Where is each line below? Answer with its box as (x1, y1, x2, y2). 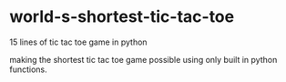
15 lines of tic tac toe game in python (9, 36, 148, 47)
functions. (9, 64, 47, 75)
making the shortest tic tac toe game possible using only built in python (9, 54, 278, 65)
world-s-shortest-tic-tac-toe (9, 6, 235, 27)
